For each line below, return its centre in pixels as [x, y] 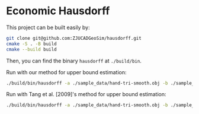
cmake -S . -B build [32, 44]
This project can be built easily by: [48, 27]
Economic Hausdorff [58, 11]
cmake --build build [32, 49]
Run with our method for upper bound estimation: [66, 72]
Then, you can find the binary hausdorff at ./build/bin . [74, 61]
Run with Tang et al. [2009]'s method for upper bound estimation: [86, 94]
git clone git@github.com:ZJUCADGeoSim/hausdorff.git [74, 38]
